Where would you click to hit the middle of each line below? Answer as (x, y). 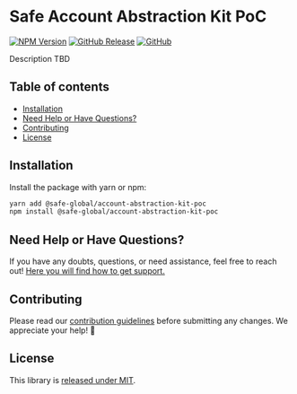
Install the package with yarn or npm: (78, 187)
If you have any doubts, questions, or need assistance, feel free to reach (143, 261)
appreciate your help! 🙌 (52, 330)
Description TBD (39, 58)
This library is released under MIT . (73, 380)
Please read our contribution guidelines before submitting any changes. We (149, 320)
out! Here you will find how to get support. (87, 271)
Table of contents (59, 87)
